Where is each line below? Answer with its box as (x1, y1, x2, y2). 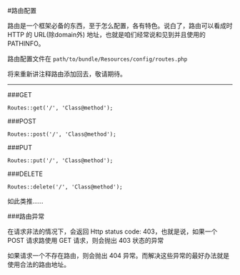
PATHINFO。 (7, 39, 45, 48)
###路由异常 (7, 212, 45, 220)
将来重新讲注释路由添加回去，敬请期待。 (7, 70, 126, 78)
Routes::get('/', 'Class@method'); (7, 104, 114, 111)
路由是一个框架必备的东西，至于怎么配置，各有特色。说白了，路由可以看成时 (7, 21, 233, 30)
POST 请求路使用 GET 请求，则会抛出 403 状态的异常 (7, 236, 164, 244)
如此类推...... (7, 197, 44, 205)
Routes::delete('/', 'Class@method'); (7, 184, 123, 191)
